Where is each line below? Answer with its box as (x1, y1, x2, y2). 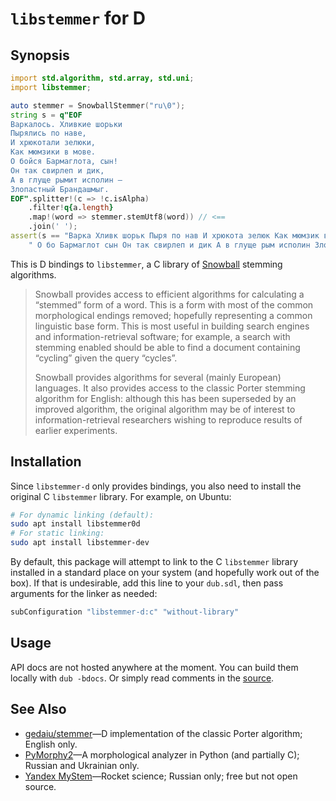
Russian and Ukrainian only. (24, 759, 140, 771)
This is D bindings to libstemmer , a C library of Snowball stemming (10, 258, 283, 270)
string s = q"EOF (10, 110, 83, 120)
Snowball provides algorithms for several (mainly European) (34, 371, 282, 383)
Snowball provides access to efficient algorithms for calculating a (34, 288, 305, 300)
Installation (10, 453, 82, 471)
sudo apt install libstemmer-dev (10, 538, 150, 548)
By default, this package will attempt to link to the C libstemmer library (10, 556, 299, 568)
